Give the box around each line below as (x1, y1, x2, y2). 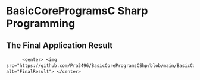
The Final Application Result (6, 40, 113, 50)
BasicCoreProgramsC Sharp (6, 4, 148, 18)
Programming (6, 17, 76, 30)
